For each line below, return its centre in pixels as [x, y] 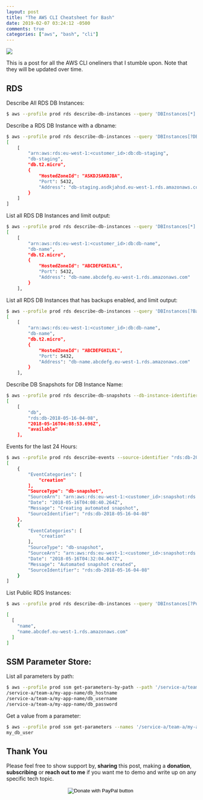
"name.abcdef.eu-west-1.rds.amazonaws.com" [73, 632]
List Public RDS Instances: [39, 593]
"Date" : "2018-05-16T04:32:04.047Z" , [75, 559]
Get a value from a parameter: [44, 716]
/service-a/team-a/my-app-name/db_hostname [62, 693]
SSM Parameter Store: [49, 662]
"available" [43, 429]
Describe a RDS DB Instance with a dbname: [61, 125]
